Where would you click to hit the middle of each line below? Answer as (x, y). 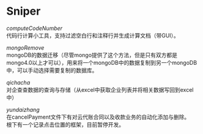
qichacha (18, 82)
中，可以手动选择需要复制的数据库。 (52, 70)
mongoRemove (25, 48)
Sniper (24, 11)
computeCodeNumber (35, 28)
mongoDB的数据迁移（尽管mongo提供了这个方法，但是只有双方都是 (92, 55)
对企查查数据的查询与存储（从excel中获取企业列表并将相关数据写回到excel (100, 89)
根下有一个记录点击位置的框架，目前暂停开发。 (65, 124)
